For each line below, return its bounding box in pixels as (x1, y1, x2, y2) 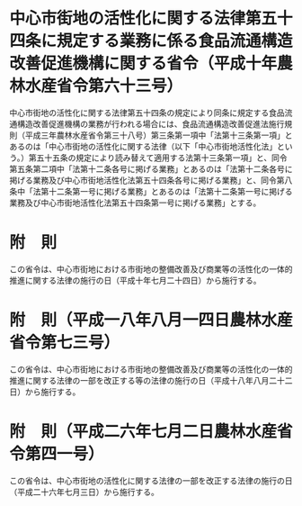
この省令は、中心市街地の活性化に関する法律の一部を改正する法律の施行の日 (9, 474, 293, 486)
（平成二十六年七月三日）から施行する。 (9, 486, 159, 497)
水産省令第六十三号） (25, 76, 183, 96)
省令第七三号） (9, 332, 120, 353)
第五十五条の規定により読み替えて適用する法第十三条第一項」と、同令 (28, 152, 288, 163)
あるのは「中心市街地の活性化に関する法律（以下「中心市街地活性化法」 (9, 140, 277, 151)
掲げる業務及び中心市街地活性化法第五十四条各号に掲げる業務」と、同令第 (9, 175, 285, 185)
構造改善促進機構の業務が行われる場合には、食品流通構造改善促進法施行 (16, 118, 285, 129)
